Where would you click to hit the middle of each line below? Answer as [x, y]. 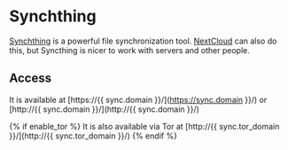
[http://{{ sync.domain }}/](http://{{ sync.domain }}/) [104, 109]
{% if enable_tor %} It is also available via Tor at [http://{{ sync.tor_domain [144, 126]
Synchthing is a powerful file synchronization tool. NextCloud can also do [143, 41]
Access [30, 79]
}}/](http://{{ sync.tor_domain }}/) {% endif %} [93, 136]
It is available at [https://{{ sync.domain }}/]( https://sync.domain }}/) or [138, 99]
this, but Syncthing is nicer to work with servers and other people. [129, 50]
